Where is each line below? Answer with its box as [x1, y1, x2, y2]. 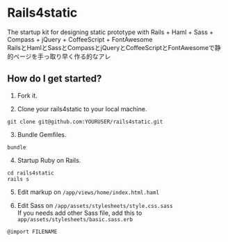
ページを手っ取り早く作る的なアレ [13, 52, 111, 60]
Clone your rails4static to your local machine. [17, 104, 147, 113]
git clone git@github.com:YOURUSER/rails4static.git [7, 118, 163, 125]
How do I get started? [7, 73, 102, 85]
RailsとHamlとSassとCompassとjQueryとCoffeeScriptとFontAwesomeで [7, 43, 215, 51]
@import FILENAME [7, 228, 58, 235]
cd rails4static [7, 169, 54, 177]
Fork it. [17, 91, 38, 99]
